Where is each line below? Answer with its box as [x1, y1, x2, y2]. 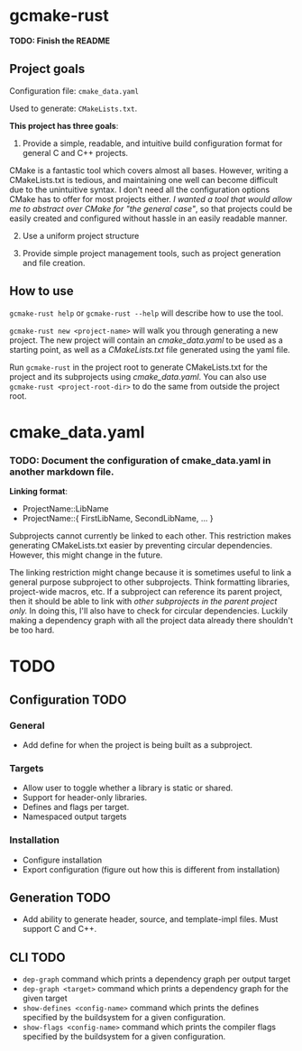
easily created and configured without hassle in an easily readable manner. [9, 213, 288, 224]
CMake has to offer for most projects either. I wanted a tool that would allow [9, 193, 293, 204]
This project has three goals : [9, 120, 119, 131]
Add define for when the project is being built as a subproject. [22, 739, 253, 750]
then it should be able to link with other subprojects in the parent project [9, 596, 278, 607]
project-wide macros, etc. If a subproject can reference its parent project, [9, 586, 283, 597]
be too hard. [9, 624, 55, 636]
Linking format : [9, 486, 68, 497]
